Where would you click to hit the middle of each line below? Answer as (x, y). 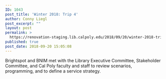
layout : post (19, 28)
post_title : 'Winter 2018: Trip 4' (42, 14)
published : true (22, 42)
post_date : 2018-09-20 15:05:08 (38, 46)
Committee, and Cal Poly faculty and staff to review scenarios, (69, 66)
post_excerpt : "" (23, 23)
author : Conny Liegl (26, 19)
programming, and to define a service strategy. (53, 71)
